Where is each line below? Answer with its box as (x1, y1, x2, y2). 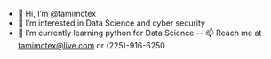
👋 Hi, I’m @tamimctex (17, 9, 96, 18)
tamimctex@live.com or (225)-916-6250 (17, 41, 166, 50)
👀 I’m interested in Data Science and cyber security (17, 18, 206, 28)
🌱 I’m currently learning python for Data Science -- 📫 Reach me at (17, 27, 262, 38)
